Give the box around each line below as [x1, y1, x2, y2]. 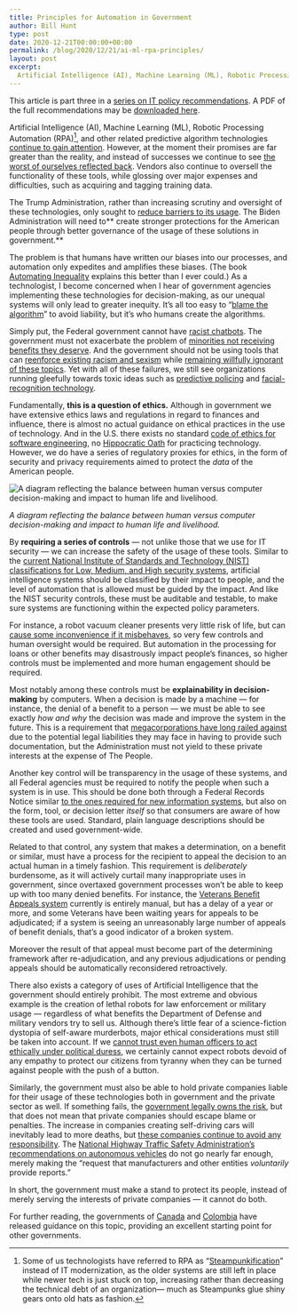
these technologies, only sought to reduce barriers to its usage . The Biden [9, 206, 281, 218]
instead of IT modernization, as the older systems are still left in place [21, 1265, 277, 1276]
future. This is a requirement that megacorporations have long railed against [9, 722, 287, 733]
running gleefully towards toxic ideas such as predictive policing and [9, 373, 260, 384]
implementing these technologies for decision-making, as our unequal [9, 290, 265, 300]
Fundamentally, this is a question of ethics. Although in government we [9, 400, 272, 411]
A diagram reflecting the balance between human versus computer [9, 510, 255, 521]
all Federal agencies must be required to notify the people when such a [9, 777, 270, 788]
